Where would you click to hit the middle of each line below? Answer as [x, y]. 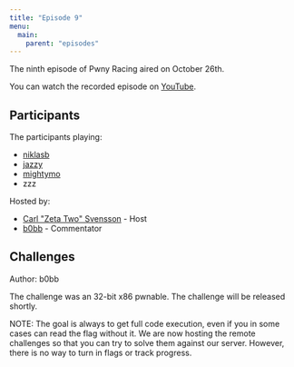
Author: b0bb [34, 279]
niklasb [36, 154]
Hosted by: [30, 202]
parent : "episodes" [63, 43]
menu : [20, 26]
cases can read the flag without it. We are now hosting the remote [132, 333]
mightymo [41, 174]
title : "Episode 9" [46, 18]
